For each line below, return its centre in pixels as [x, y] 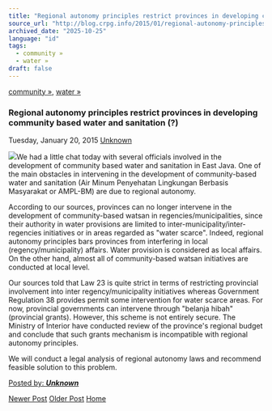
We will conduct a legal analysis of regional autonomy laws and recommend [135, 359]
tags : [17, 46]
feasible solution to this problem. [63, 367]
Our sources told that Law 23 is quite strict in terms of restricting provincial [134, 283]
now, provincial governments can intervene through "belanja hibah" [121, 309]
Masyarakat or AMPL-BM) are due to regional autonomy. [102, 192]
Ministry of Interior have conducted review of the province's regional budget [136, 326]
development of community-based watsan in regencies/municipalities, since [136, 216]
